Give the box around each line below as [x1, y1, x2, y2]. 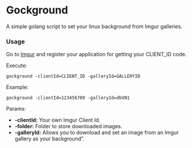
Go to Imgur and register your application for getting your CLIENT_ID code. [6, 51, 187, 58]
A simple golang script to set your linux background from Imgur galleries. [6, 23, 183, 30]
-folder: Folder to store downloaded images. [14, 123, 123, 130]
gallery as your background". [14, 135, 85, 142]
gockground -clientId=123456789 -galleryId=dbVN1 [6, 95, 130, 101]
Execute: [6, 62, 28, 69]
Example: [6, 84, 29, 91]
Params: [6, 105, 26, 112]
